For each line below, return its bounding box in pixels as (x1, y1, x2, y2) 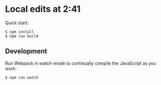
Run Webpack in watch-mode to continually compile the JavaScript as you (5, 60, 157, 66)
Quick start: (5, 20, 29, 26)
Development (5, 47, 48, 55)
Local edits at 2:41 (5, 3, 81, 15)
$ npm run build (5, 34, 38, 39)
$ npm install (5, 29, 34, 34)
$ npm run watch (5, 75, 38, 80)
